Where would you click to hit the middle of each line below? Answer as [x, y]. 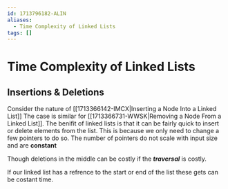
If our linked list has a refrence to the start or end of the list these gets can [113, 172]
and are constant [32, 146]
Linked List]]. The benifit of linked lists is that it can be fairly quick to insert [113, 123]
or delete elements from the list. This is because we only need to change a [113, 131]
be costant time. [30, 179]
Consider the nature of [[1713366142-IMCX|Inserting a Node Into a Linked [112, 109]
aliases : [20, 20]
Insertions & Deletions [56, 92]
